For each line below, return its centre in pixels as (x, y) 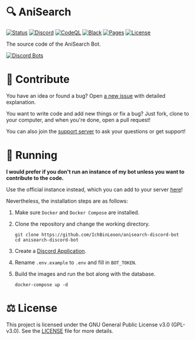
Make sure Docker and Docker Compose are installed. (77, 212)
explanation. (21, 102)
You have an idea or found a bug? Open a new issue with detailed (86, 95)
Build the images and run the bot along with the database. (85, 274)
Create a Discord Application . (51, 251)
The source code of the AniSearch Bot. (54, 44)
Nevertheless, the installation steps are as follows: (67, 201)
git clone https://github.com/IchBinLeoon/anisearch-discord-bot (97, 235)
